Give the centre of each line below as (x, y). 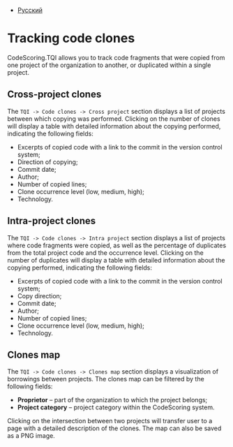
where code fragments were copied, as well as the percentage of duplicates (117, 245)
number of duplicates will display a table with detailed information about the (116, 260)
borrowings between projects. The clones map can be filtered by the (106, 379)
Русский (30, 10)
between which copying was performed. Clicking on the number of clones (114, 119)
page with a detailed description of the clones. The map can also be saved (114, 428)
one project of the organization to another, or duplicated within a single (109, 65)
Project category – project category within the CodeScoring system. (116, 407)
